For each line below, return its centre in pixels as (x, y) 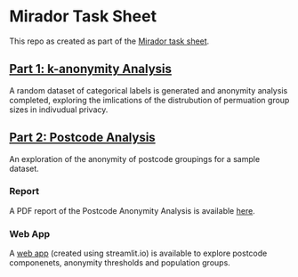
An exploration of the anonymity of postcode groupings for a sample (135, 159)
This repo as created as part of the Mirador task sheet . (109, 41)
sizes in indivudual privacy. (59, 110)
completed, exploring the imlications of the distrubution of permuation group (149, 100)
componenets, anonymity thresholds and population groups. (120, 263)
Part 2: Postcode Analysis (82, 138)
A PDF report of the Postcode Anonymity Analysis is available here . (132, 210)
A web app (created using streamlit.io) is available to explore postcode (138, 253)
